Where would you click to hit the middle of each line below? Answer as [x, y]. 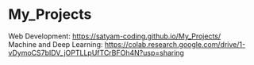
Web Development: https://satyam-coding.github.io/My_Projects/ [115, 36]
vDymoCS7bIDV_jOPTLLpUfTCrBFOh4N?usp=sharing [96, 52]
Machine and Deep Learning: [56, 44]
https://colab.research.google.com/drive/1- [175, 44]
